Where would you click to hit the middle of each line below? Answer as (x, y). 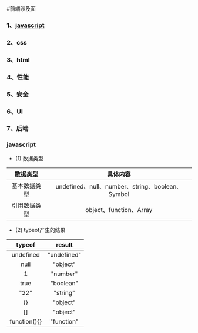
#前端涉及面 (21, 9)
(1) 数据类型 (29, 158)
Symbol (119, 194)
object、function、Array (119, 210)
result (64, 244)
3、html (18, 59)
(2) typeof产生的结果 (40, 230)
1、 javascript (26, 25)
